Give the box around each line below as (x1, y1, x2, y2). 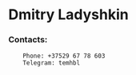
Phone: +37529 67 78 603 (22, 52, 106, 61)
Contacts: (8, 34, 48, 45)
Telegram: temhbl (22, 59, 81, 67)
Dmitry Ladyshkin (8, 6, 130, 24)
